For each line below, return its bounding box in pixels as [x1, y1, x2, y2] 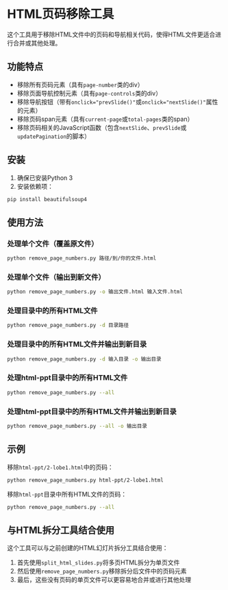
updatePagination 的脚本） [16, 132, 91, 140]
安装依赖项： [16, 182, 53, 190]
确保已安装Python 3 [16, 173, 73, 182]
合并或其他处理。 [12, 38, 62, 47]
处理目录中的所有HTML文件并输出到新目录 [7, 339, 147, 349]
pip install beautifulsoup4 [7, 196, 88, 203]
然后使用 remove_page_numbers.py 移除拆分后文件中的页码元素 [16, 567, 187, 576]
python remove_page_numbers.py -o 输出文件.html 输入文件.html [7, 288, 183, 295]
